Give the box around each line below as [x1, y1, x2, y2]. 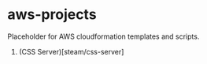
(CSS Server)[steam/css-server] [18, 47, 124, 56]
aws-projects [7, 6, 97, 24]
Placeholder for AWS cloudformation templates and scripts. [7, 32, 200, 41]
